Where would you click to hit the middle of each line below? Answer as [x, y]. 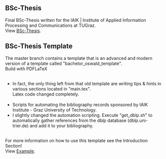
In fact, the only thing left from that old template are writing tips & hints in [87, 83]
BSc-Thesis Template [39, 46]
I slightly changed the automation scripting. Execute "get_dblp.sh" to [82, 115]
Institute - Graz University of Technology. [54, 110]
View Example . [20, 151]
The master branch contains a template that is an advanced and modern [79, 58]
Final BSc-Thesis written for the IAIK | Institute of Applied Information [76, 20]
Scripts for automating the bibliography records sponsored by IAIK [80, 105]
